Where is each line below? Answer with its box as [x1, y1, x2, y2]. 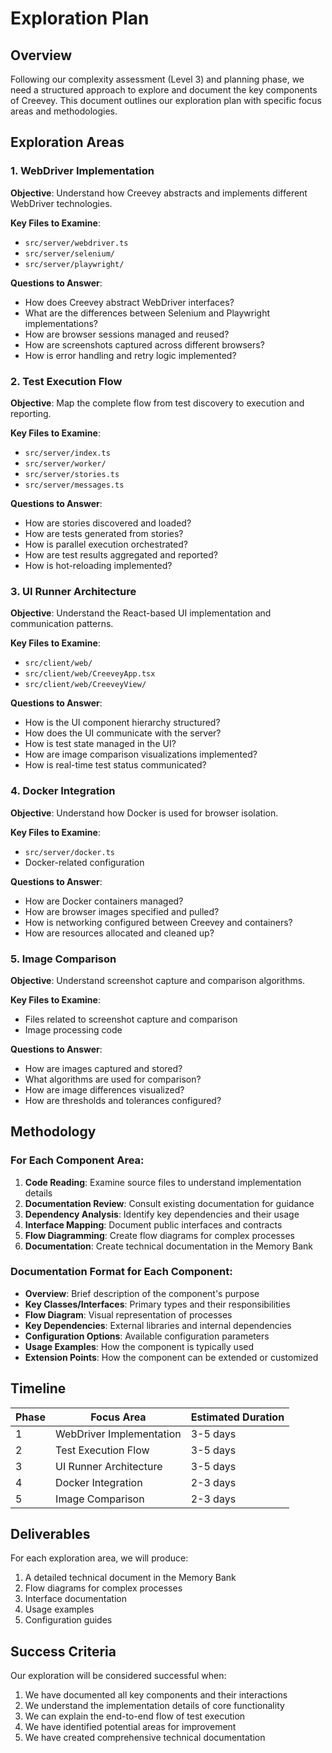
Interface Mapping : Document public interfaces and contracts [24, 1218, 283, 1231]
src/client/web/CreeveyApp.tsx [24, 669, 156, 679]
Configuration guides [24, 1614, 113, 1626]
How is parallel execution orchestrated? [24, 538, 188, 550]
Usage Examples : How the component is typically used [24, 1340, 254, 1352]
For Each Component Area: [10, 1153, 145, 1167]
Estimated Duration [190, 1410, 285, 1424]
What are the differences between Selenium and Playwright [24, 307, 270, 319]
